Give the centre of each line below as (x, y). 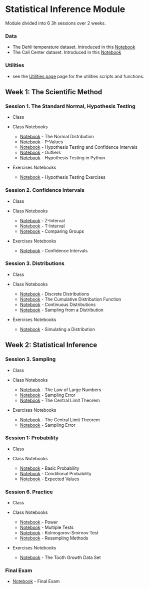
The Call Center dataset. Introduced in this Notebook (67, 52)
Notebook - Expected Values (49, 479)
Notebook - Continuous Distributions (58, 305)
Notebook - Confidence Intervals (54, 250)
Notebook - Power (39, 522)
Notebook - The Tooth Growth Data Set (60, 557)
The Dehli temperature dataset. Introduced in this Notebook (74, 47)
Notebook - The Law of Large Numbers (60, 390)
